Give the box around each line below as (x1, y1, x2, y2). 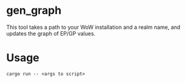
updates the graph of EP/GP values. (6, 29, 96, 37)
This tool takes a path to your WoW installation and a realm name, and (6, 23, 181, 31)
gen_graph (6, 4, 62, 17)
